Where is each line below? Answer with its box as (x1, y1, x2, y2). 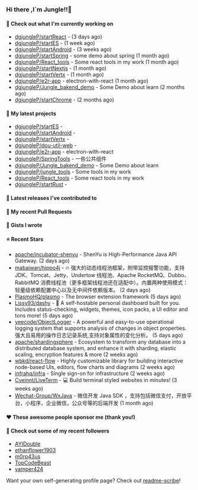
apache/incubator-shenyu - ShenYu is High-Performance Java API (14, 251, 177, 258)
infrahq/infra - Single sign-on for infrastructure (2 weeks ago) (14, 370, 165, 377)
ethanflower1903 (14, 447, 56, 454)
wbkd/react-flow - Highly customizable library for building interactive (14, 357, 183, 364)
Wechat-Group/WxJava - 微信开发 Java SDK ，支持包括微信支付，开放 (14, 392, 187, 399)
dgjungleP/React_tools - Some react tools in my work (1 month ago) (14, 59, 179, 66)
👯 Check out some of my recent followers (6, 427, 109, 434)
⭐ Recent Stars (6, 236, 44, 243)
